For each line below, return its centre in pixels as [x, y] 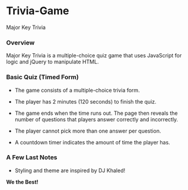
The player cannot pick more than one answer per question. [88, 131]
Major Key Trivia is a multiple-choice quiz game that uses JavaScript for [94, 56]
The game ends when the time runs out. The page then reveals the [96, 113]
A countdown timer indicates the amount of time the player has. [92, 142]
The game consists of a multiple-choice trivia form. [77, 90]
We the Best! [22, 182]
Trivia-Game [38, 11]
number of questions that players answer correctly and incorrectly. [96, 119]
